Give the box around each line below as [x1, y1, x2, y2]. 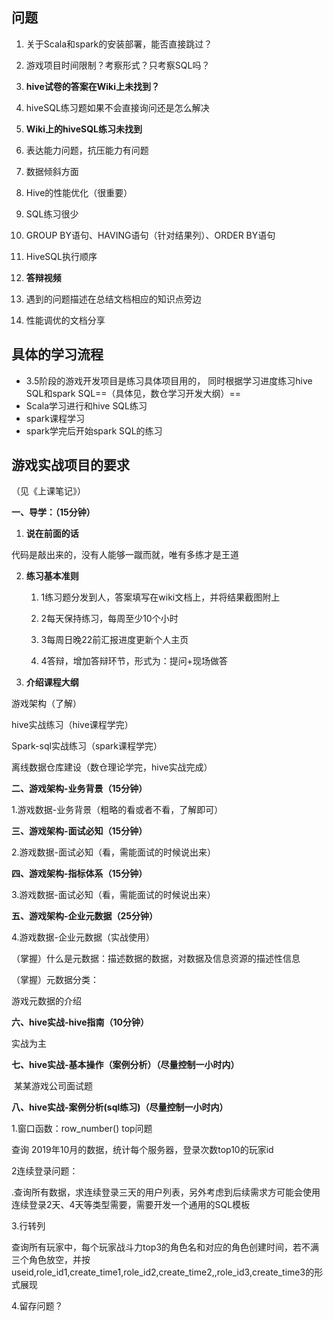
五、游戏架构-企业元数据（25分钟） [11, 910, 159, 922]
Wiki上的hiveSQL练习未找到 [25, 123, 143, 135]
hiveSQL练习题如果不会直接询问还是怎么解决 [25, 101, 210, 113]
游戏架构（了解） [11, 698, 82, 710]
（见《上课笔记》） [11, 485, 86, 497]
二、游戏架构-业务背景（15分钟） [11, 783, 148, 795]
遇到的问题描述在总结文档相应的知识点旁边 [25, 293, 202, 305]
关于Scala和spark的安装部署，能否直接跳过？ [25, 38, 213, 50]
